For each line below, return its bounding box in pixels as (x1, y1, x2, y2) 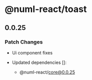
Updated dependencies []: (12, 59, 67, 65)
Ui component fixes (12, 49, 53, 55)
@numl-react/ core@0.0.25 (19, 69, 75, 75)
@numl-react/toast (5, 3, 87, 15)
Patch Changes (5, 38, 43, 45)
